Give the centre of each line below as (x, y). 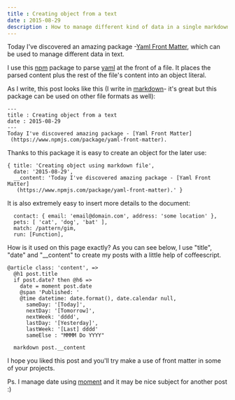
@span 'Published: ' (50, 293)
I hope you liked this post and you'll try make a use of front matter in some (114, 361)
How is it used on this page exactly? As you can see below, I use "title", (109, 248)
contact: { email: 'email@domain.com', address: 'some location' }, (115, 216)
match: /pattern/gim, (45, 229)
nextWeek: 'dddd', (52, 317)
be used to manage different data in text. (66, 54)
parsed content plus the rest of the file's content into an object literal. (107, 75)
